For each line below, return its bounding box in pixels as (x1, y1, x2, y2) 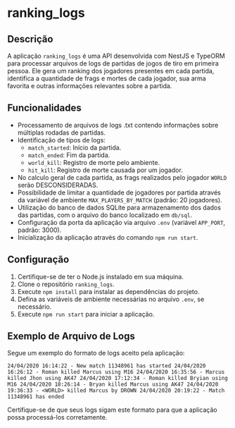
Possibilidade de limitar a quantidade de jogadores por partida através (17, 188, 222, 197)
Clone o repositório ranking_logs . (17, 280, 115, 288)
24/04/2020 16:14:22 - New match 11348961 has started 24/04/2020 (7, 362, 206, 369)
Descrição (7, 33, 53, 45)
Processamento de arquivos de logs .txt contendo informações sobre (17, 121, 219, 129)
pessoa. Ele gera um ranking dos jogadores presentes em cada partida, (7, 67, 215, 75)
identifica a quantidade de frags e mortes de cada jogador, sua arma (7, 74, 206, 82)
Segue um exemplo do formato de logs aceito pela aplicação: (7, 349, 185, 357)
